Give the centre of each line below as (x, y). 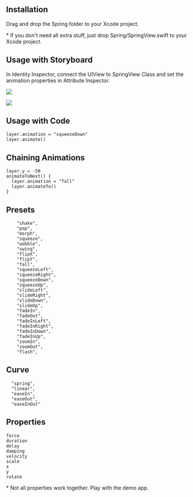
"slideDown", (33, 301)
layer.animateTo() (34, 187)
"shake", (27, 224)
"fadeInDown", (34, 332)
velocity (17, 456)
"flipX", (27, 254)
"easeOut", (25, 399)
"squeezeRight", (37, 275)
